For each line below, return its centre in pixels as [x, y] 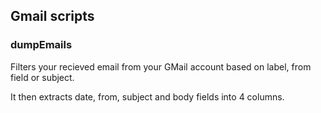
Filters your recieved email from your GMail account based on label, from [161, 66]
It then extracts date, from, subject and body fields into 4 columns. [147, 96]
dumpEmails [41, 45]
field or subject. [42, 77]
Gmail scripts [52, 16]
